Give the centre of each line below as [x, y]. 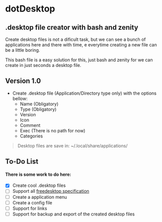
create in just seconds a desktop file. [43, 65]
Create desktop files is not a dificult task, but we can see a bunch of [75, 39]
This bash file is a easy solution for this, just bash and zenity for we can [79, 60]
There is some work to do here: [38, 174]
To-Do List [22, 162]
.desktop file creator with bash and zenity [72, 27]
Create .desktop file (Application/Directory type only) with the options [85, 93]
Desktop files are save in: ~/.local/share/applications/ [72, 145]
